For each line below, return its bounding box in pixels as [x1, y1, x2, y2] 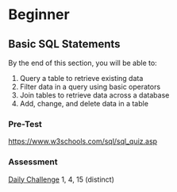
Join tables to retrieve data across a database [19, 90, 170, 100]
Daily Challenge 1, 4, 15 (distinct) [8, 175, 115, 184]
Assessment [8, 156, 58, 167]
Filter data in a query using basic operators [19, 82, 161, 91]
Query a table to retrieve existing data [19, 74, 144, 83]
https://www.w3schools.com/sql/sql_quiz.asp [8, 136, 157, 146]
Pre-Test [8, 118, 42, 129]
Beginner [8, 6, 70, 24]
